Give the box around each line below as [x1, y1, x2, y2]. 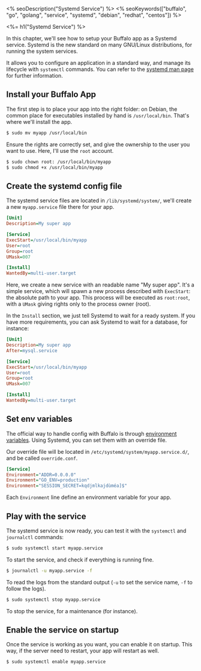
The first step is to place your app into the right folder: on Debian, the [6, 105, 178, 113]
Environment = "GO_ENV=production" [6, 477, 90, 483]
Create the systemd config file [6, 181, 122, 191]
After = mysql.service [6, 347, 58, 354]
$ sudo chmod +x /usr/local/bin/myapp [6, 164, 103, 170]
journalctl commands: [6, 534, 64, 540]
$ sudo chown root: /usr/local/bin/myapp [6, 159, 112, 165]
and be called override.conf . [6, 454, 78, 462]
